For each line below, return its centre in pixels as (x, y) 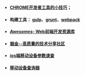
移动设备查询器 (25, 68)
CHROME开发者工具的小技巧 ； (41, 7)
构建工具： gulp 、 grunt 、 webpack (45, 19)
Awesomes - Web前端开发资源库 (42, 32)
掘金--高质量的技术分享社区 (37, 43)
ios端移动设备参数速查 (32, 56)
